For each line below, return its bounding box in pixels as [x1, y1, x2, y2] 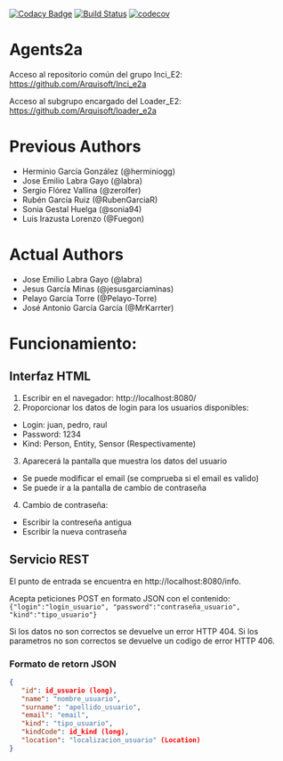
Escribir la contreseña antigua [21, 517, 132, 528]
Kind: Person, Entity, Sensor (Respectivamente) [21, 438, 197, 449]
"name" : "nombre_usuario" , [20, 694, 122, 703]
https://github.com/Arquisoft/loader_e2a [9, 105, 158, 116]
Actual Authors [9, 245, 125, 265]
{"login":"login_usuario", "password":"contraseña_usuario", [9, 602, 241, 611]
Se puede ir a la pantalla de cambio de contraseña [21, 482, 207, 493]
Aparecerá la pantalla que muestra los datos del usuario [21, 455, 228, 466]
